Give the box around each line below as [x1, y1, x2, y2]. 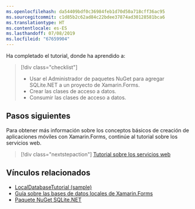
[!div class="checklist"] [20, 64, 78, 71]
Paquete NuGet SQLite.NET [14, 196, 82, 203]
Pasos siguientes [6, 111, 71, 121]
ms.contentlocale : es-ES [6, 25, 67, 31]
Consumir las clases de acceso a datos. [29, 94, 126, 101]
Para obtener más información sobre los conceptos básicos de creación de [6, 126, 189, 133]
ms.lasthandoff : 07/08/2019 [6, 31, 76, 37]
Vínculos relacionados [6, 168, 90, 178]
